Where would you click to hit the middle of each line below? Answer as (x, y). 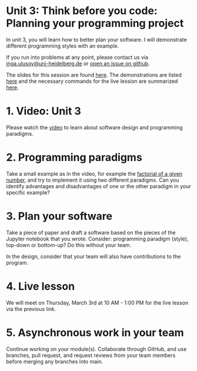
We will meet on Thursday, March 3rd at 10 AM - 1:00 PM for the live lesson (97, 303)
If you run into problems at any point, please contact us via (77, 57)
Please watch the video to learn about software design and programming (95, 127)
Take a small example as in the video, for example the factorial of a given (94, 173)
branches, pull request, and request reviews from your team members (91, 355)
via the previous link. (31, 309)
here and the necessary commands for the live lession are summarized (92, 81)
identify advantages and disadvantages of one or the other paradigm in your (98, 186)
